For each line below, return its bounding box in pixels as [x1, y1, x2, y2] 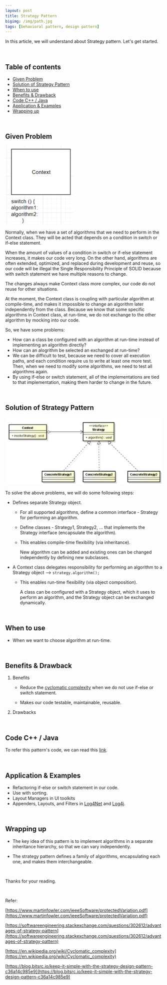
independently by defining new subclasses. [19, 554, 110, 560]
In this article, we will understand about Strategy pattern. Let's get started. [5, 38, 158, 45]
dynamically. [19, 599, 46, 605]
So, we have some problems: [5, 326, 65, 333]
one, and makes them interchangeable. [12, 858, 93, 864]
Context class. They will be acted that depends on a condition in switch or [5, 234, 157, 241]
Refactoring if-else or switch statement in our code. [12, 785, 119, 791]
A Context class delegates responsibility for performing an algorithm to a [12, 564, 162, 570]
